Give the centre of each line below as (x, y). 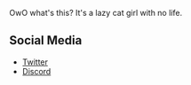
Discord (36, 71)
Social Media (46, 40)
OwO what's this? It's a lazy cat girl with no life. (96, 13)
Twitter (35, 62)
